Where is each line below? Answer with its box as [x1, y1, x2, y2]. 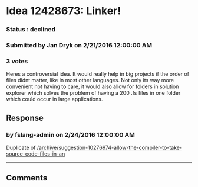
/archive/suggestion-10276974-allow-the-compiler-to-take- [37, 144, 183, 151]
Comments [6, 173, 48, 183]
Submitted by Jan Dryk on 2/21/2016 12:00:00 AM [6, 41, 153, 50]
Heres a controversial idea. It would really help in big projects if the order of [6, 70, 190, 78]
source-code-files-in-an [6, 150, 65, 157]
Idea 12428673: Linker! [6, 4, 121, 18]
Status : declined [6, 25, 56, 34]
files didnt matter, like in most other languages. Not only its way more [6, 77, 174, 84]
